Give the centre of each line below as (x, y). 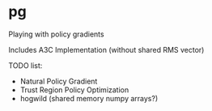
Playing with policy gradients (56, 34)
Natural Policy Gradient (59, 81)
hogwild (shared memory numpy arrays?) (89, 98)
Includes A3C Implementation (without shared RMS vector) (106, 49)
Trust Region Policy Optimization (74, 90)
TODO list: (25, 65)
